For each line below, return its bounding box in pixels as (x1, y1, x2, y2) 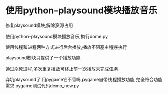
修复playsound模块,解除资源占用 (5, 22, 73, 28)
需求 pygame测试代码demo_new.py (5, 82, 79, 89)
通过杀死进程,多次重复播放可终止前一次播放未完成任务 (5, 66, 119, 72)
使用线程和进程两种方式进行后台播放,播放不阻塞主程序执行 (5, 44, 127, 50)
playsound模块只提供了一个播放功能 (5, 54, 81, 61)
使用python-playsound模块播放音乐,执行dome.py (5, 33, 108, 39)
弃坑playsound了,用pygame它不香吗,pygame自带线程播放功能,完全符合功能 (5, 76, 163, 82)
